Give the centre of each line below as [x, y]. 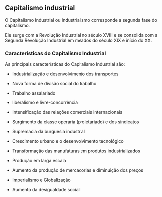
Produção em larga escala [39, 161]
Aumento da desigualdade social [46, 190]
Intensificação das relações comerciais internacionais [67, 112]
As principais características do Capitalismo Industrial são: [65, 64]
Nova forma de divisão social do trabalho [54, 84]
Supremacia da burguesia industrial [49, 132]
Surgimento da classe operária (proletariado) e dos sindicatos [76, 122]
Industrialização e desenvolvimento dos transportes [65, 74]
